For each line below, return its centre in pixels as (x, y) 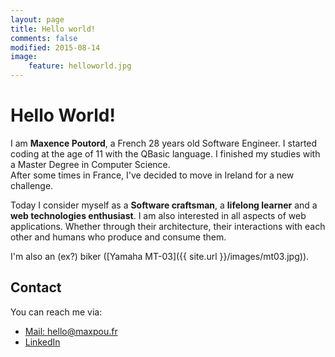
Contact (36, 287)
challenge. (32, 185)
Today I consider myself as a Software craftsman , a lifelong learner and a (164, 205)
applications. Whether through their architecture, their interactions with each (168, 226)
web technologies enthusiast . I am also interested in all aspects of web (158, 215)
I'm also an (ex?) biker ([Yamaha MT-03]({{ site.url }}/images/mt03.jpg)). (160, 256)
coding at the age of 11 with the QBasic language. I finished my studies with (165, 153)
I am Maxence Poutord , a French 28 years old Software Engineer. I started (164, 143)
